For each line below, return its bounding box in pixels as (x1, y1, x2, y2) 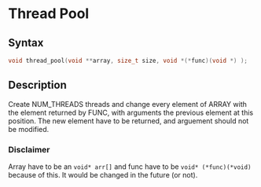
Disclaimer (8, 144, 50, 155)
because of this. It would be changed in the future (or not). (8, 170, 198, 179)
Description (8, 79, 67, 92)
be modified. (8, 124, 50, 134)
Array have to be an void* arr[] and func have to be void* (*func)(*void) (8, 162, 252, 171)
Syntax (8, 36, 44, 49)
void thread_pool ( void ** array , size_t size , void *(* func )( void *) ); (8, 57, 248, 64)
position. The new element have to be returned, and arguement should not (8, 115, 249, 126)
